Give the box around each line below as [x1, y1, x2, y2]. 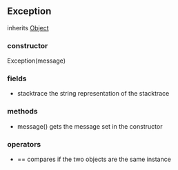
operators [7, 139, 41, 149]
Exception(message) [7, 56, 66, 65]
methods [7, 107, 38, 116]
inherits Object [7, 23, 50, 32]
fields [7, 74, 27, 83]
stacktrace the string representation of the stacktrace [17, 89, 170, 98]
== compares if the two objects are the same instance [17, 155, 171, 163]
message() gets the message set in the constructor [17, 122, 163, 130]
